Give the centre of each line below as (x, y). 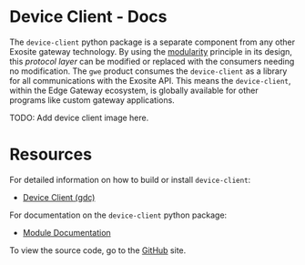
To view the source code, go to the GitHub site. (98, 250)
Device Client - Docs (88, 17)
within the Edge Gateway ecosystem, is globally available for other (134, 90)
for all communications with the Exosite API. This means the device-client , (150, 80)
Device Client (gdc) (59, 197)
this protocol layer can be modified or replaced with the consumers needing (152, 61)
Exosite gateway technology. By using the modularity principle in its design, (151, 51)
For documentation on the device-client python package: (118, 215)
